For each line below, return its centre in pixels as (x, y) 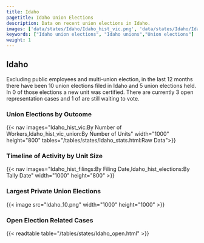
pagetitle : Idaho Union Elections (50, 18)
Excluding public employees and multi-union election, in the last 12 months (100, 79)
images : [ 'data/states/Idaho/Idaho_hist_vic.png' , (72, 29)
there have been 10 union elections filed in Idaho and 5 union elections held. (101, 85)
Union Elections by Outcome (49, 114)
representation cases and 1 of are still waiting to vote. (73, 98)
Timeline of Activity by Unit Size (55, 156)
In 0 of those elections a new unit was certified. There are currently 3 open (100, 92)
